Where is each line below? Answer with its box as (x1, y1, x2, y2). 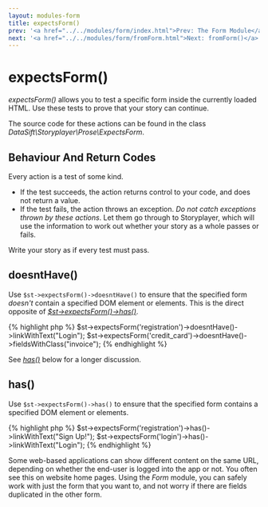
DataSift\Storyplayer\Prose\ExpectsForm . (8, 127, 145, 137)
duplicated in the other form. (8, 489, 102, 499)
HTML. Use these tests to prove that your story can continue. (8, 103, 210, 113)
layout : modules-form (8, 11, 81, 20)
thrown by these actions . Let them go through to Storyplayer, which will (19, 213, 255, 222)
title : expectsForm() (8, 19, 81, 27)
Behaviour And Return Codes (8, 150, 156, 164)
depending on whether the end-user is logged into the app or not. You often (8, 464, 258, 473)
